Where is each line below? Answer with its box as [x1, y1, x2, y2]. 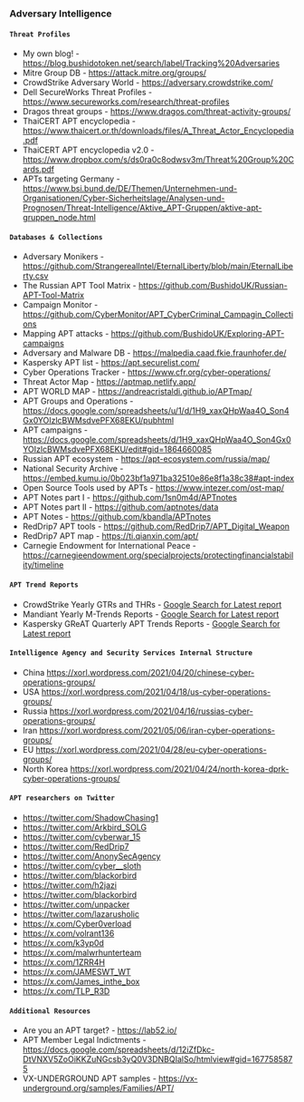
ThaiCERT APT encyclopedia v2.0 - [22, 144, 155, 156]
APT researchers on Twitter [9, 794, 116, 803]
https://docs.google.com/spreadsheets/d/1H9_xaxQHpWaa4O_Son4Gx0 [22, 434, 291, 445]
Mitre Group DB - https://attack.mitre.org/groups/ [22, 67, 206, 79]
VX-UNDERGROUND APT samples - [22, 1073, 157, 1084]
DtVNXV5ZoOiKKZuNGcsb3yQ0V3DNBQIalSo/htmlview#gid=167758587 [22, 1054, 293, 1065]
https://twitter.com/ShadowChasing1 [22, 812, 159, 823]
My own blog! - [22, 48, 80, 59]
